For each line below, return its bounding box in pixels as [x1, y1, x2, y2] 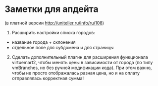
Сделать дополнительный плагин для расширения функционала [11, 54, 148, 60]
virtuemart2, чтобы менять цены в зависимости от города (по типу [11, 59, 153, 65]
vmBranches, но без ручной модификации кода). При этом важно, [11, 65, 152, 71]
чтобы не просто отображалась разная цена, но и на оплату [11, 70, 140, 76]
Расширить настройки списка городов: [11, 29, 95, 35]
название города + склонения [11, 39, 76, 45]
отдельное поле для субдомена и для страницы [11, 44, 114, 50]
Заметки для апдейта [4, 3, 99, 15]
